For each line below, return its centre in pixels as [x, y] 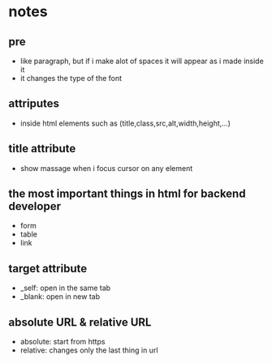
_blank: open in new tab [60, 297]
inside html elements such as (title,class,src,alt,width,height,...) [125, 123]
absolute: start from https [63, 342]
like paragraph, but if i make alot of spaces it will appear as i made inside [142, 61]
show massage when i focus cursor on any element [106, 168]
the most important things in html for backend [127, 194]
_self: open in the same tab [65, 288]
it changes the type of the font [71, 78]
